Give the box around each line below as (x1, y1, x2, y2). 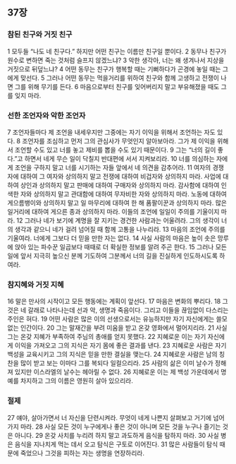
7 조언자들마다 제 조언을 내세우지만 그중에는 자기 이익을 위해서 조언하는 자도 (7, 128, 216, 136)
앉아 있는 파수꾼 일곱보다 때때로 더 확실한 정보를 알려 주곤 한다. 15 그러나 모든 (14, 242, 228, 251)
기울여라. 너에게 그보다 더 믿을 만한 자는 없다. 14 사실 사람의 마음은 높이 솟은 (7, 234, 216, 242)
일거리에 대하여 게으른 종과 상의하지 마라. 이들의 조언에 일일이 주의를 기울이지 (7, 207, 220, 215)
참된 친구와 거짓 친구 (7, 30, 73, 40)
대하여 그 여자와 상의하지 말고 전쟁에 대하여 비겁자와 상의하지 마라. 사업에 (20, 172, 222, 180)
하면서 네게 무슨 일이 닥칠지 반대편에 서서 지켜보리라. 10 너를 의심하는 (24, 154, 215, 162)
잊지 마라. (14, 91, 42, 100)
